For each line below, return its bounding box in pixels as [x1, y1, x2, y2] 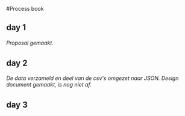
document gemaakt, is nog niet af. [6, 81, 92, 88]
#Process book [6, 5, 44, 12]
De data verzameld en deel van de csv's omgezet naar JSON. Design [6, 75, 179, 82]
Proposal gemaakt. [6, 39, 54, 46]
